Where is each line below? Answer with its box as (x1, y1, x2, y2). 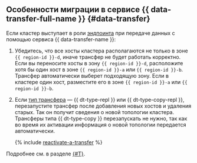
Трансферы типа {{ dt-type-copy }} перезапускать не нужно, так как (14, 115, 188, 122)
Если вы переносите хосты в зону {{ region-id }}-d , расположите (14, 59, 183, 66)
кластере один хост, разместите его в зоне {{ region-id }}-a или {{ (14, 78, 188, 85)
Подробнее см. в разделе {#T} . (6, 150, 86, 157)
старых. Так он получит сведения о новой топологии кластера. (14, 108, 175, 115)
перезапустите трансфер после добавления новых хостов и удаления (14, 102, 192, 109)
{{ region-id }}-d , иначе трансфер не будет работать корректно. (14, 53, 181, 61)
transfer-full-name (6, 14, 77, 24)
